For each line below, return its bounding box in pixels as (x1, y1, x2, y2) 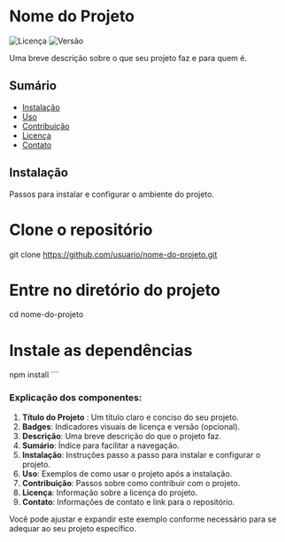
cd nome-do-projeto (9, 309, 84, 320)
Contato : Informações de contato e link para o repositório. (21, 496, 235, 507)
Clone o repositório (9, 220, 153, 240)
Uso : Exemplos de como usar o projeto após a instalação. (21, 468, 233, 479)
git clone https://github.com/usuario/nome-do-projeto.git (9, 249, 218, 259)
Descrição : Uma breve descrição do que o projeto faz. (21, 430, 221, 441)
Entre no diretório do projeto (9, 280, 221, 300)
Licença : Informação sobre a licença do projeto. (21, 487, 198, 498)
